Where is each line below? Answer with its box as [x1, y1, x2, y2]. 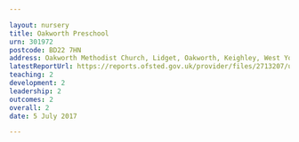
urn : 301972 [9, 37, 53, 46]
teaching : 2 [9, 70, 53, 80]
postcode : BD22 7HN [9, 45, 82, 54]
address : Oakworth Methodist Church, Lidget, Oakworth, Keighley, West [9, 54, 280, 63]
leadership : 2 [9, 86, 62, 96]
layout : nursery [9, 20, 69, 29]
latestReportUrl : [9, 62, 74, 71]
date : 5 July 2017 [9, 112, 77, 121]
